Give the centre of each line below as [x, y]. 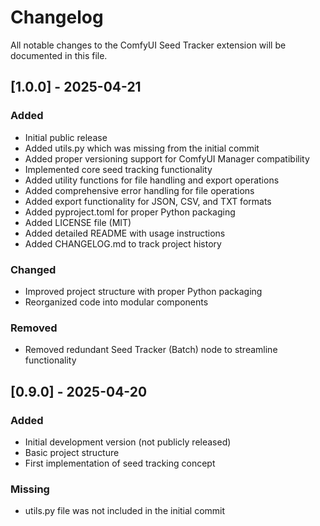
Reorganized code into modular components [116, 302]
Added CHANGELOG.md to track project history [123, 243]
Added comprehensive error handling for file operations [139, 190]
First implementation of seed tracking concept [120, 463]
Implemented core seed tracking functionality [118, 169]
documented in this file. [59, 55]
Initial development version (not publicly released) [128, 442]
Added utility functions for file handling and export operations [152, 180]
